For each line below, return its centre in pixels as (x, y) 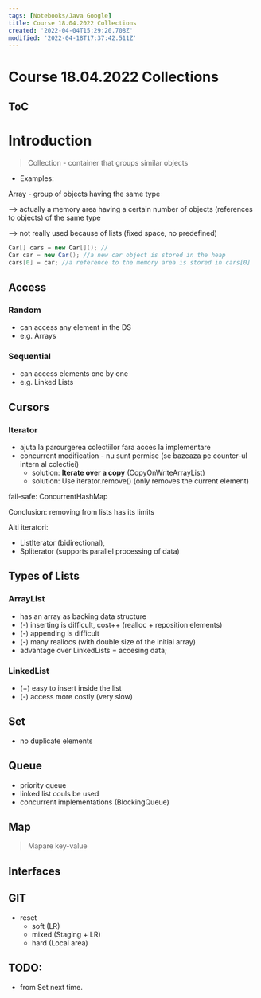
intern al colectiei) (49, 464)
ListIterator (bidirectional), (62, 543)
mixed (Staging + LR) (66, 934)
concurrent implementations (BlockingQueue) (94, 802)
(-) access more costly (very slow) (76, 697)
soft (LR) (46, 926)
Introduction (50, 141)
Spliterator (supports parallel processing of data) (100, 551)
